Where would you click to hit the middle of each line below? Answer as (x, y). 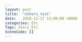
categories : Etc (21, 23)
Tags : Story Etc (21, 28)
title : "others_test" (28, 14)
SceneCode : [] (20, 32)
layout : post (18, 9)
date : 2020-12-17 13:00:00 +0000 (41, 18)
